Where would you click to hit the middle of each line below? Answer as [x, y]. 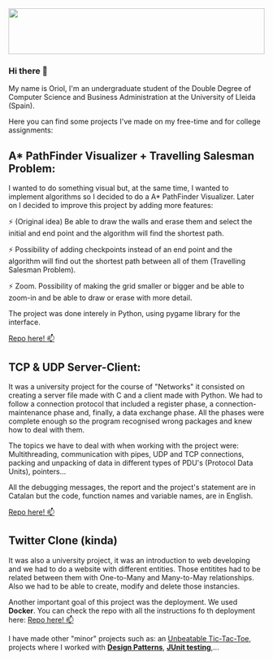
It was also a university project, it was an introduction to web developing [129, 560]
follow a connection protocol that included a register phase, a [111, 404]
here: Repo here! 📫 [41, 619]
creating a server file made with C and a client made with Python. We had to [136, 395]
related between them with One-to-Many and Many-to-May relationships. [131, 577]
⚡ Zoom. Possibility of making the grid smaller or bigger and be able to [126, 286]
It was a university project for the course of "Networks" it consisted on [127, 386]
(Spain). [22, 106]
